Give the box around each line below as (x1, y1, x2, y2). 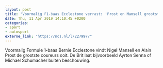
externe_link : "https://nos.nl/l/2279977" (5, 34, 92, 39)
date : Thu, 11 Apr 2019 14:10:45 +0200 (5, 16, 86, 21)
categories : (5, 20, 29, 26)
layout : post (5, 7, 32, 12)
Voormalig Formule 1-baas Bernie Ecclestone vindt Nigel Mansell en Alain (5, 47, 152, 53)
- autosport (5, 29, 29, 34)
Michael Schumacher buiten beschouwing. (5, 57, 91, 63)
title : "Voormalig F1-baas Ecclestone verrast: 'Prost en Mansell (5, 12, 142, 16)
